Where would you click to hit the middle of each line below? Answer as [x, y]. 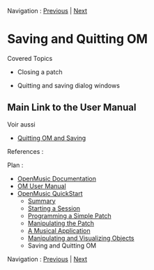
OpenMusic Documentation [56, 178]
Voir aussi [22, 124]
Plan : [15, 165]
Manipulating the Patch [61, 223]
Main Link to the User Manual [72, 107]
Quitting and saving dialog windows [69, 85]
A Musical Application [59, 230]
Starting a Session [54, 208]
